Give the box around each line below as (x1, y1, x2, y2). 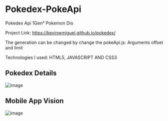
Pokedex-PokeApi (5, 3, 82, 15)
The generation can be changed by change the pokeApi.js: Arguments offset (5, 39, 163, 45)
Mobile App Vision (5, 96, 64, 105)
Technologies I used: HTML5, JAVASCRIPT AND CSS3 (5, 54, 117, 60)
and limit (5, 44, 23, 50)
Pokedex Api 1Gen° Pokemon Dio (5, 20, 74, 26)
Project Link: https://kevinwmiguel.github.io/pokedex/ (5, 29, 116, 35)
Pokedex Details (5, 69, 57, 77)
